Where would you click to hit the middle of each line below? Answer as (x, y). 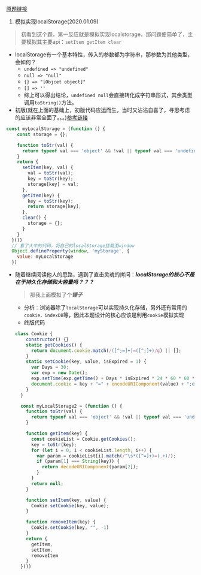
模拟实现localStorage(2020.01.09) (57, 22)
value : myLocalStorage (45, 257)
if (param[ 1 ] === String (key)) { (78, 461)
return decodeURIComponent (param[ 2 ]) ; (90, 467)
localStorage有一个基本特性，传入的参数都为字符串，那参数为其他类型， (104, 55)
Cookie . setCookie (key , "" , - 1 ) (70, 528)
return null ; (47, 484)
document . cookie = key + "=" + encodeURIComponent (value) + (107, 384)
